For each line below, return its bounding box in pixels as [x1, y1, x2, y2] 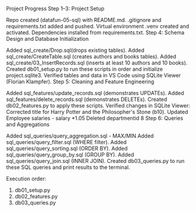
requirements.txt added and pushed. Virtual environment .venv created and [6, 23, 190, 30]
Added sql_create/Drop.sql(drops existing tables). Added [6, 47, 145, 54]
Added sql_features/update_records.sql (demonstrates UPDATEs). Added [6, 90, 184, 96]
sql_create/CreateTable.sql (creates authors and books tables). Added [6, 53, 177, 60]
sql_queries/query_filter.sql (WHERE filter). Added [6, 139, 127, 145]
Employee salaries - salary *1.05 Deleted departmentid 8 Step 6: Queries [6, 115, 184, 122]
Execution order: [6, 175, 47, 182]
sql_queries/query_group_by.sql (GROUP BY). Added [6, 151, 135, 158]
